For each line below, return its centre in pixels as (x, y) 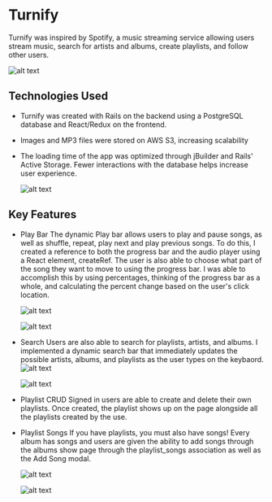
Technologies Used (58, 96)
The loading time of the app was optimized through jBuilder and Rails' (136, 155)
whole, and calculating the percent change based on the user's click (134, 286)
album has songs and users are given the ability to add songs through (137, 441)
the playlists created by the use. (73, 417)
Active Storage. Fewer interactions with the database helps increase (134, 164)
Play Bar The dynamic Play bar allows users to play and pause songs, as (141, 234)
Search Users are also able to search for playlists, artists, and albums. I (139, 342)
